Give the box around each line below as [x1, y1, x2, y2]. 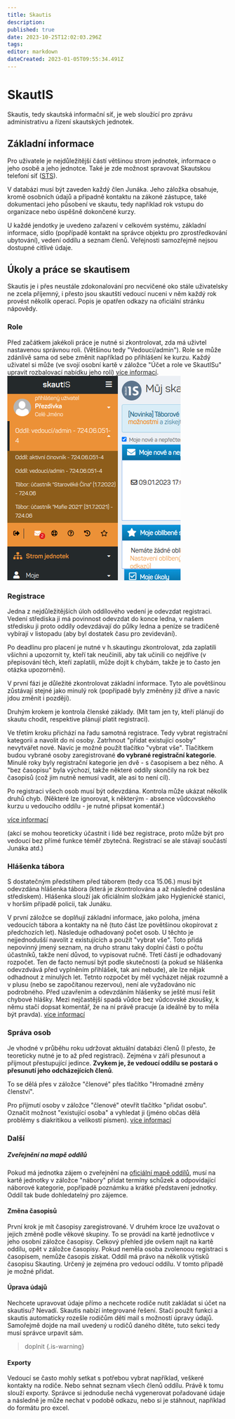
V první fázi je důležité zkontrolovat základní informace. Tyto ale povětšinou [7, 679, 227, 688]
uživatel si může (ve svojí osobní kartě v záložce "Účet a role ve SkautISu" [7, 360, 222, 368]
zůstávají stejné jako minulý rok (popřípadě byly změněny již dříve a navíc [7, 686, 220, 695]
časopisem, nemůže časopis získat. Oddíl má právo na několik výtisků [7, 1252, 209, 1260]
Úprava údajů [7, 1283, 48, 1291]
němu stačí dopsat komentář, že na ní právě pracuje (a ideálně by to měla [7, 1003, 220, 1011]
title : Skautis [7, 11, 52, 18]
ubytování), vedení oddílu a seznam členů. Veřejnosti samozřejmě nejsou [7, 236, 218, 244]
